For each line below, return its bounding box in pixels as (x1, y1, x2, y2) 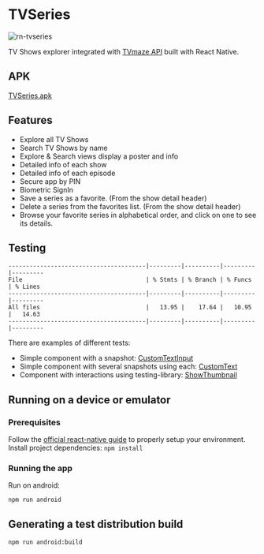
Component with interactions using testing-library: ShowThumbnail (19, 370, 238, 380)
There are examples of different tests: (8, 338, 131, 348)
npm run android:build (8, 538, 83, 546)
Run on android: (8, 481, 61, 490)
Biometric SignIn (19, 185, 73, 194)
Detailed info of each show (19, 159, 107, 169)
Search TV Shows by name (19, 143, 108, 152)
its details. (19, 219, 54, 228)
